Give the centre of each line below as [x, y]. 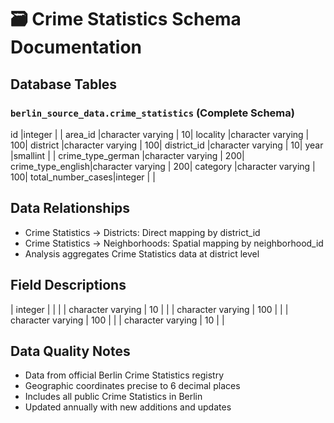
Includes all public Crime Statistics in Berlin [113, 397]
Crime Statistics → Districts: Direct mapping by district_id [142, 232]
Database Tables [64, 84]
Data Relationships [70, 208]
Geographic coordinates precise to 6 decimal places [132, 386]
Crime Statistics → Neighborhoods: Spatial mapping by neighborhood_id [174, 243]
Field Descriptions [68, 285]
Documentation [76, 47]
